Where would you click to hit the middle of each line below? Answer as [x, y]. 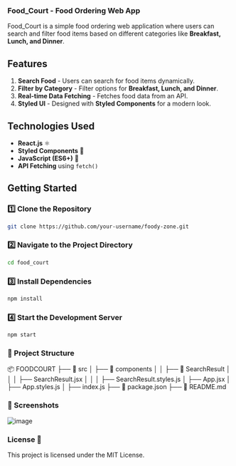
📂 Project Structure [41, 353]
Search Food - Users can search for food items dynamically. [106, 81]
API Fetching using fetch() [58, 165]
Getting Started [42, 188]
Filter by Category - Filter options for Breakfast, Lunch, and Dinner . [118, 88]
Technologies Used [51, 126]
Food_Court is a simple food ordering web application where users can [111, 26]
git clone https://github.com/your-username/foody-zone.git [98, 227]
